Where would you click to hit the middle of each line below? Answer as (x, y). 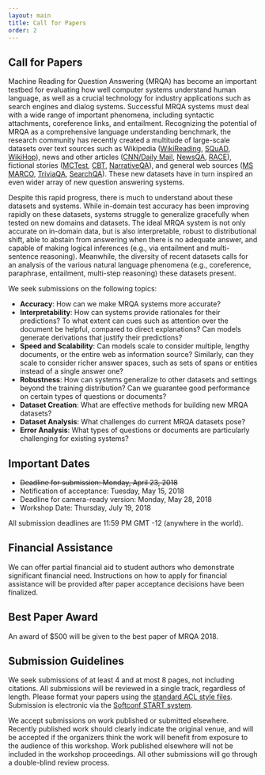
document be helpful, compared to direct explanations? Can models (130, 329)
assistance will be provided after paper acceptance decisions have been (126, 583)
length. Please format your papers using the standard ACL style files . (121, 697)
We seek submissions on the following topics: (83, 289)
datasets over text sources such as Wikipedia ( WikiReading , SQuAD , (119, 149)
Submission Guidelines (66, 661)
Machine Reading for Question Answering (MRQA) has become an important (132, 82)
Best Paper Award (53, 617)
